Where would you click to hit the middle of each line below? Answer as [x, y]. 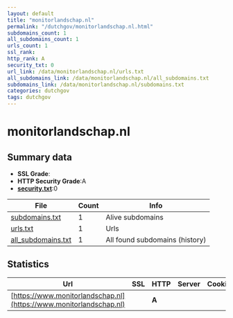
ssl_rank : [21, 53]
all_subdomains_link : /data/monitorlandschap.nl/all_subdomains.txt [108, 78]
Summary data [40, 157]
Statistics [28, 264]
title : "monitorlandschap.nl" [51, 20]
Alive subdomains [135, 217]
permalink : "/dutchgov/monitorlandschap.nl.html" [80, 26]
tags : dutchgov [29, 98]
